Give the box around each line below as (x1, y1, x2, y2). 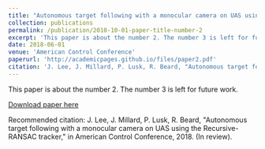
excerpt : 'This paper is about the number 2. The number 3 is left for (8, 33, 248, 42)
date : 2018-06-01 (8, 41, 65, 49)
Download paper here (8, 99, 79, 109)
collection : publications (8, 19, 93, 27)
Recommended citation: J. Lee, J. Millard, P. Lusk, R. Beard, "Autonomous (8, 115, 248, 125)
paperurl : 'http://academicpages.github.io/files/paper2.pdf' (8, 56, 217, 64)
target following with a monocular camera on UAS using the (8, 123, 202, 132)
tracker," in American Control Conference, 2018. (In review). (38, 132, 233, 141)
